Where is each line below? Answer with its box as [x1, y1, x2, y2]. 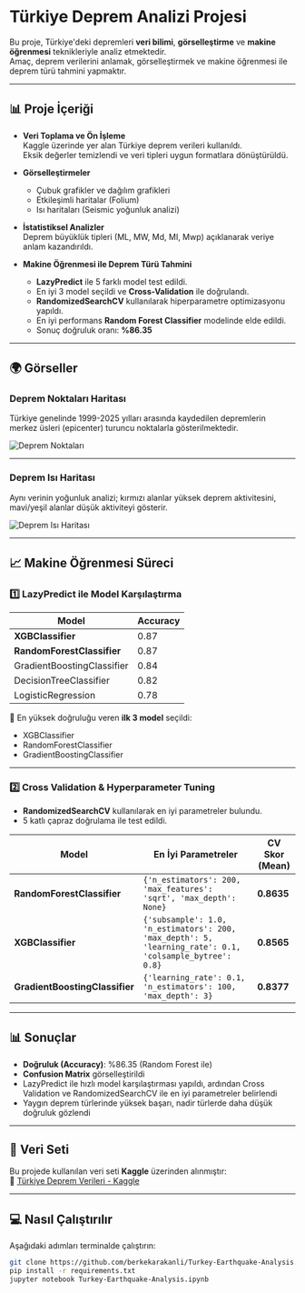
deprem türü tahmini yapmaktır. [9, 65, 127, 76]
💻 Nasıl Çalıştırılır [9, 1211, 113, 1227]
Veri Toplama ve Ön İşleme [22, 130, 126, 141]
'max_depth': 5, [143, 932, 213, 943]
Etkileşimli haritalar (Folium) [35, 194, 140, 205]
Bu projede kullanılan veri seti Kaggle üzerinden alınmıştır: [9, 1166, 227, 1177]
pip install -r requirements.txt [9, 1267, 136, 1276]
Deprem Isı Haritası [9, 471, 95, 484]
